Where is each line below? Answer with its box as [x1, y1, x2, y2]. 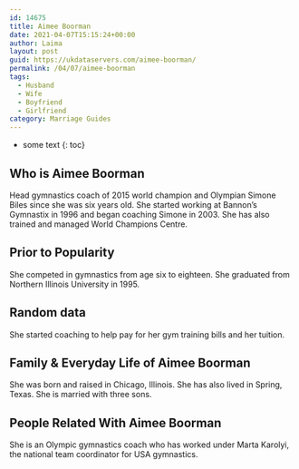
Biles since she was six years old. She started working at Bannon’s [9, 199, 258, 210]
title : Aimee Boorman [9, 22, 92, 31]
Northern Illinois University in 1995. [9, 278, 140, 289]
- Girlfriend [17, 106, 67, 115]
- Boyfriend [17, 97, 63, 107]
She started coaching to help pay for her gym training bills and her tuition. [9, 328, 285, 340]
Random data [9, 305, 86, 320]
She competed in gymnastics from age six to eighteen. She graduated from [9, 269, 290, 279]
